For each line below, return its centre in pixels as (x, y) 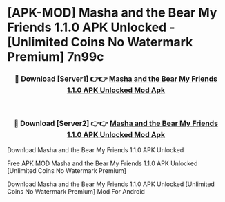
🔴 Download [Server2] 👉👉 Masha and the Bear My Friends (116, 124)
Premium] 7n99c (56, 57)
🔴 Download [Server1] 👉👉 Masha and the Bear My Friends (116, 79)
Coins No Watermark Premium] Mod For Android (76, 191)
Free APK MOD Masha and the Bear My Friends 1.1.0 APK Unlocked (102, 163)
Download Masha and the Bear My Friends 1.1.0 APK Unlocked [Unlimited (111, 184)
